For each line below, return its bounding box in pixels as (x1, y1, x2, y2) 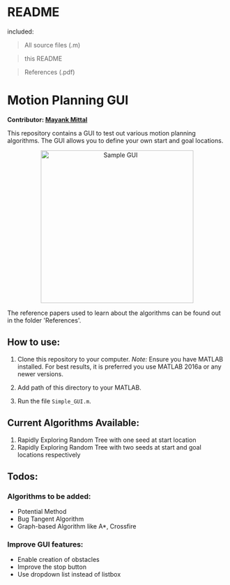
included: (7, 27, 34, 36)
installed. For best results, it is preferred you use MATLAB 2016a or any (17, 362, 222, 371)
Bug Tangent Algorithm (17, 514, 84, 524)
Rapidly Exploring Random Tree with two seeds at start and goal (17, 443, 202, 451)
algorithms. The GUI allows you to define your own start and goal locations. (7, 136, 224, 145)
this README (24, 54, 63, 63)
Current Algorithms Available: (7, 417, 140, 429)
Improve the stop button (17, 563, 87, 571)
